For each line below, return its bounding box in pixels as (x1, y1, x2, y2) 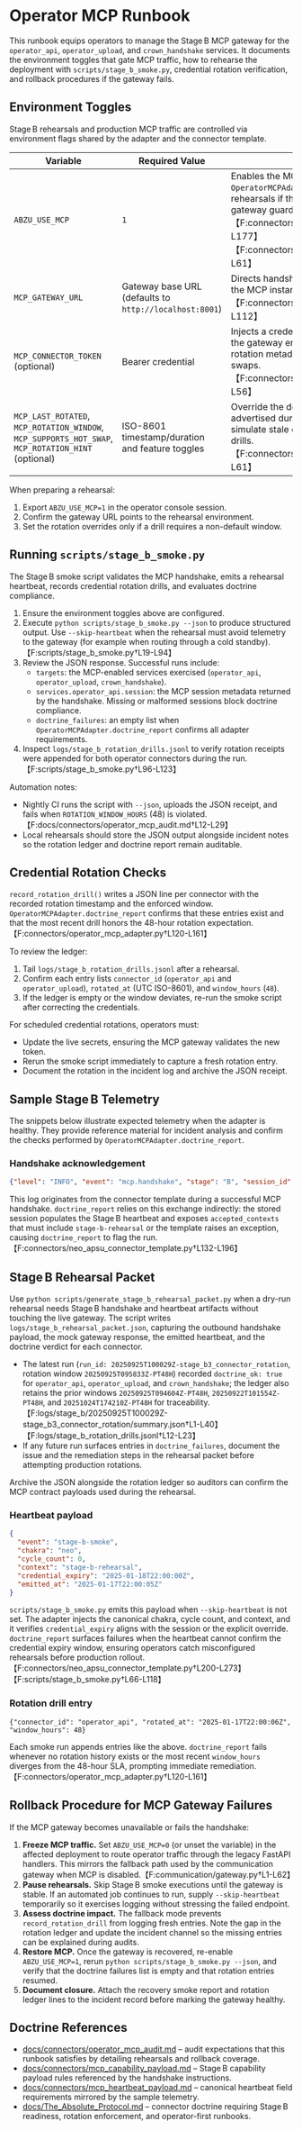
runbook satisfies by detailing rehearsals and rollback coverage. (22, 2053, 261, 2064)
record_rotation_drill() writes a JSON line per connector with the (9, 889, 259, 900)
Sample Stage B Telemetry (9, 1092, 160, 1107)
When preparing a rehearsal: (9, 484, 115, 495)
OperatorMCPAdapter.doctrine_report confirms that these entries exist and (9, 908, 285, 919)
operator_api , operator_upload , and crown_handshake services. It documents (9, 44, 290, 55)
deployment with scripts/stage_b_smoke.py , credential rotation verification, (9, 64, 289, 75)
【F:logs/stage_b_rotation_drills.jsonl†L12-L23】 (22, 1430, 200, 1441)
